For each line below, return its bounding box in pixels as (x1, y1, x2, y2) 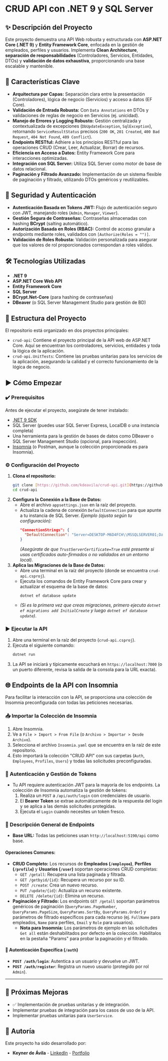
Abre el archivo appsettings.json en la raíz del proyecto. (19, 501, 136, 508)
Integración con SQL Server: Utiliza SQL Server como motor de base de (12, 160, 162, 166)
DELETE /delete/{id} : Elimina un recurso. (19, 893, 105, 899)
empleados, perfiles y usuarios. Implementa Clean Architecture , (5, 47, 138, 53)
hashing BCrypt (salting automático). (12, 220, 89, 226)
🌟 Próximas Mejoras (5, 988, 68, 997)
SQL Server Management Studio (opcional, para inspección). (12, 438, 138, 444)
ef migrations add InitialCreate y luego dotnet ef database (19, 607, 147, 613)
